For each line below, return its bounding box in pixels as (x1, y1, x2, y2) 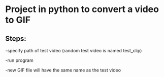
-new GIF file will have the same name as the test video (5, 67, 121, 73)
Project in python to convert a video (5, 4, 159, 15)
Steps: (5, 34, 26, 43)
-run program (5, 57, 34, 63)
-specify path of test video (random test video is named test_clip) (5, 48, 142, 53)
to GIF (5, 14, 31, 26)
